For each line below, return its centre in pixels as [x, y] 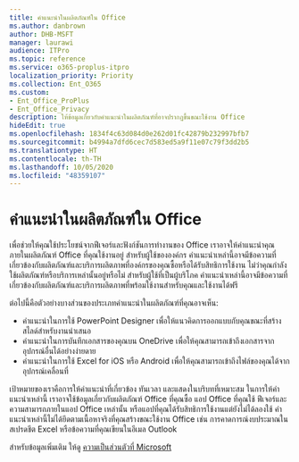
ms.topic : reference [48, 59]
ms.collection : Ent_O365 [55, 84]
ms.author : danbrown [48, 26]
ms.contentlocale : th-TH [55, 159]
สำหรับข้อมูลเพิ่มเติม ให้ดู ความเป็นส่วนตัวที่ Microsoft [91, 447]
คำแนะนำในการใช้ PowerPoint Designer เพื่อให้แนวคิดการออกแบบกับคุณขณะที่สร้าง [152, 321]
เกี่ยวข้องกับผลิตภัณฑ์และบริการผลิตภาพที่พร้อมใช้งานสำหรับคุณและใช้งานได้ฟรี [124, 285]
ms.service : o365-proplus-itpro [69, 68]
